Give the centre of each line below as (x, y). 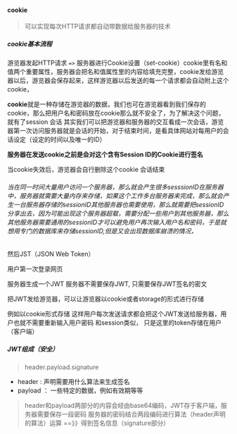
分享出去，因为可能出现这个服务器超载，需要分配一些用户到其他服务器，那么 (118, 213)
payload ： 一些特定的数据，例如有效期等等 (80, 390)
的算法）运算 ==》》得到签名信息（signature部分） (97, 423)
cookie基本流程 (30, 44)
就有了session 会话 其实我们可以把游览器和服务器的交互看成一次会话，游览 (116, 122)
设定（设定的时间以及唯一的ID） (59, 139)
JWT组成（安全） (33, 349)
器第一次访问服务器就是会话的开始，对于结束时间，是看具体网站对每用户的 (115, 131)
